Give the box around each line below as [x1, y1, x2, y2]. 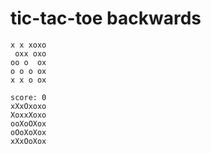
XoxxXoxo [10, 110, 47, 120]
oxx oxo [14, 48, 47, 59]
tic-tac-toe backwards [10, 7, 202, 30]
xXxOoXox [10, 136, 47, 146]
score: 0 [10, 92, 47, 102]
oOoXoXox [10, 127, 47, 137]
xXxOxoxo [10, 101, 47, 111]
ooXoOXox [10, 118, 47, 129]
